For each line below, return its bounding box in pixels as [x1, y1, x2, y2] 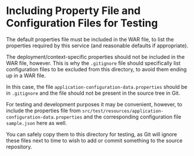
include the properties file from [6, 107, 81, 114]
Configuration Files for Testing [6, 16, 158, 30]
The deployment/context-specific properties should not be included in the [6, 53, 185, 60]
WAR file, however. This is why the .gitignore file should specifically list [6, 60, 181, 67]
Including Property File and [6, 4, 141, 18]
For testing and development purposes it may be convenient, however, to [6, 100, 183, 108]
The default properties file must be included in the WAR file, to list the [6, 36, 174, 43]
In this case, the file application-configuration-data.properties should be [6, 83, 188, 90]
